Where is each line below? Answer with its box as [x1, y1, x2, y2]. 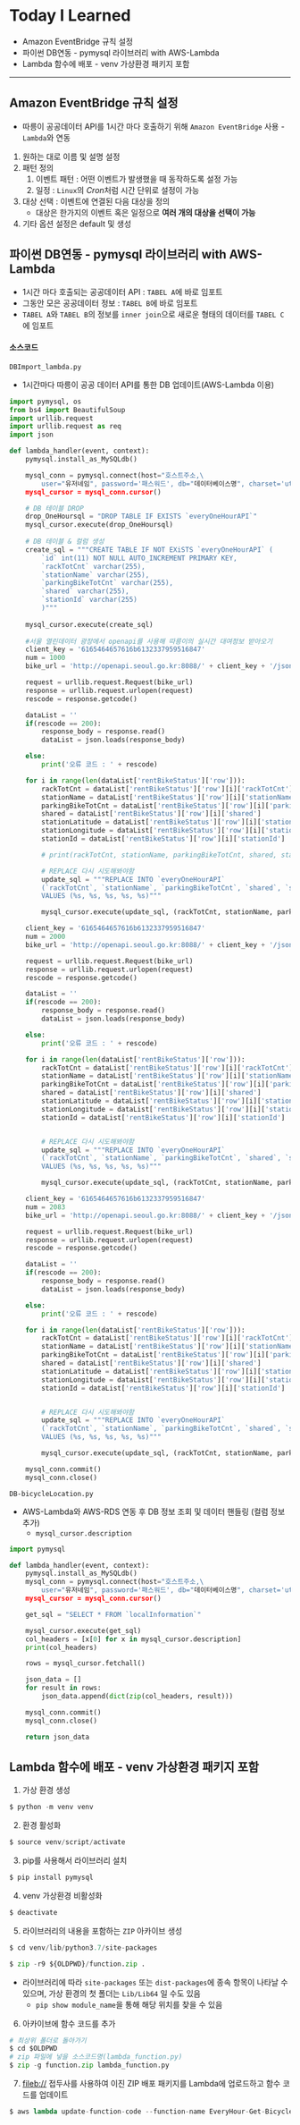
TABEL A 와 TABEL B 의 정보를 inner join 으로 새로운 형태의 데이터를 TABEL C [21, 309, 285, 319]
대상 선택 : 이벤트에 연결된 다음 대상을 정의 [21, 196, 171, 207]
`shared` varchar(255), [41, 587, 129, 596]
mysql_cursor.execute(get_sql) [25, 1626, 142, 1635]
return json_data [25, 1732, 90, 1741]
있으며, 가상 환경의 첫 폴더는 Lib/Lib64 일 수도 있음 [21, 1987, 201, 1999]
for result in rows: [25, 1683, 102, 1693]
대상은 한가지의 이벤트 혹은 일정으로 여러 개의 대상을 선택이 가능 [35, 207, 256, 217]
